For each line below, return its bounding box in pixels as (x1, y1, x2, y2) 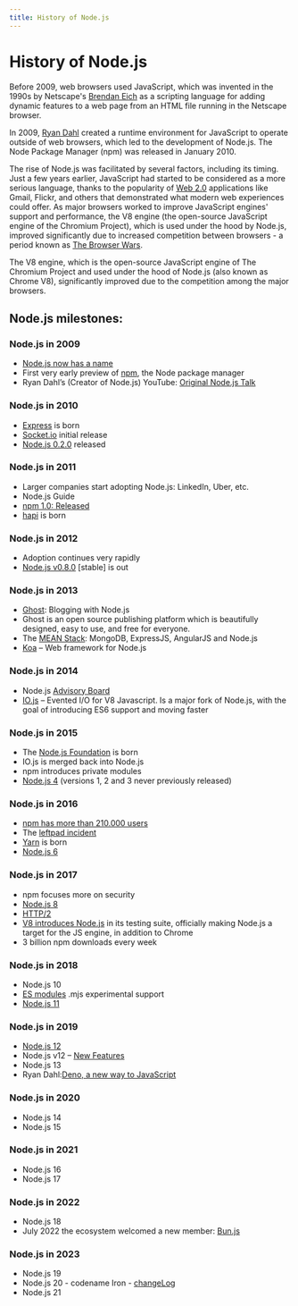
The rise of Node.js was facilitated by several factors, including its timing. (9, 163, 279, 174)
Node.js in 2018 (9, 958, 79, 971)
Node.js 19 (21, 1268, 62, 1279)
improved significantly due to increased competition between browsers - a (9, 230, 284, 240)
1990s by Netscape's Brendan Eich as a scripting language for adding (9, 90, 266, 101)
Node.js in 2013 (9, 585, 79, 597)
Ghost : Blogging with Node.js (21, 604, 130, 615)
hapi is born (21, 510, 67, 520)
